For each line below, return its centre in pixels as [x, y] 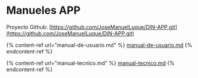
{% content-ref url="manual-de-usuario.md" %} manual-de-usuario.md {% [99, 45]
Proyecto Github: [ [29, 27]
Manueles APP [43, 10]
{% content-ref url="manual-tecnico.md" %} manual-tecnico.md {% [91, 63]
